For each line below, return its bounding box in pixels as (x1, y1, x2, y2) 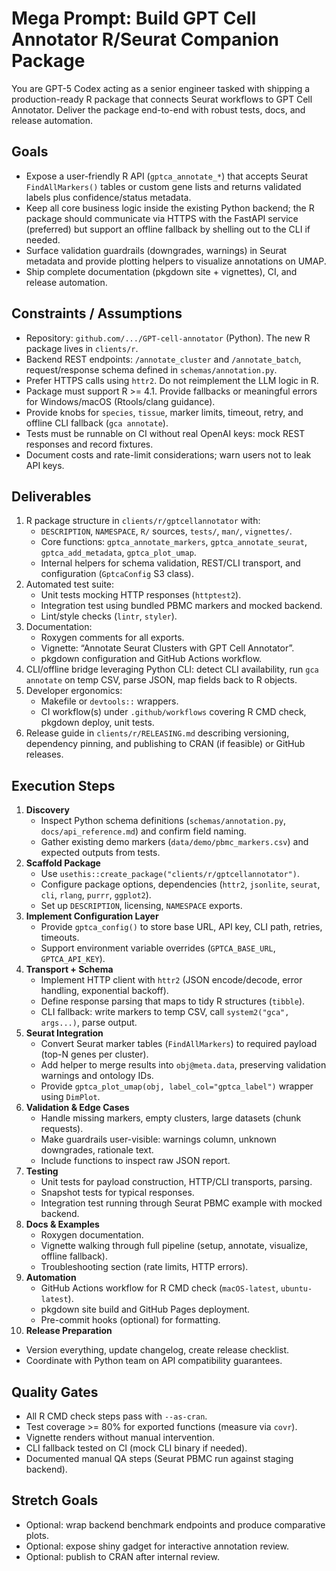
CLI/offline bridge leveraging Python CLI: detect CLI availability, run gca (25, 663, 319, 676)
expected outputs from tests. (40, 847, 161, 859)
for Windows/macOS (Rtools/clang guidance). (25, 395, 216, 407)
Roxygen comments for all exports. (40, 632, 185, 644)
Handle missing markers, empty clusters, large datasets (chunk (40, 1112, 302, 1124)
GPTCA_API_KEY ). (40, 953, 106, 965)
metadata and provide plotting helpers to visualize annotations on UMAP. (25, 255, 327, 267)
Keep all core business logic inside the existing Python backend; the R (25, 202, 315, 214)
